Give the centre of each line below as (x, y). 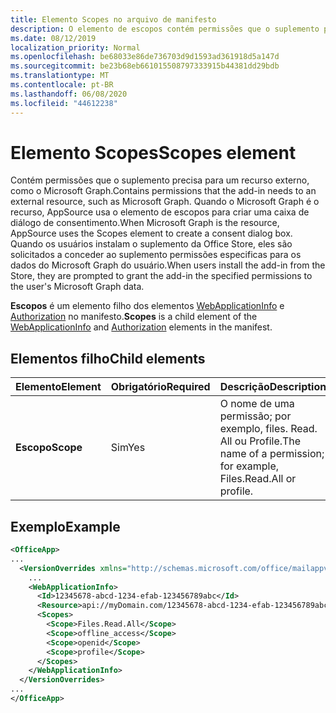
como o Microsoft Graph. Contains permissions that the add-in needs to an (163, 191)
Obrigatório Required (160, 387)
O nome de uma (257, 404)
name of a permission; (272, 454)
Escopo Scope (49, 448)
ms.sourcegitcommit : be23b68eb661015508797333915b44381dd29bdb (145, 66)
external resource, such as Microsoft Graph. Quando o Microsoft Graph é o (165, 202)
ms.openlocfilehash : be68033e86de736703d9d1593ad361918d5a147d (145, 57)
